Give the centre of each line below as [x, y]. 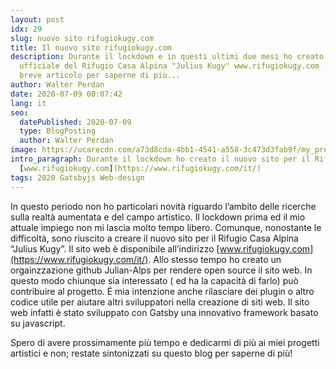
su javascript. [38, 323]
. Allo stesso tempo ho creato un [215, 259]
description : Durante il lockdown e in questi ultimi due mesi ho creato [167, 57]
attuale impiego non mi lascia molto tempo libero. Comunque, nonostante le [166, 227]
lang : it [28, 103]
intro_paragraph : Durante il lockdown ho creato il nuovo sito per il [160, 159]
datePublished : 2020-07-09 [75, 122]
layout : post [37, 19]
